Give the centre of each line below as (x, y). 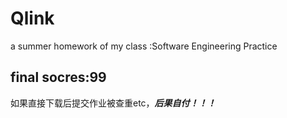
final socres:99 (58, 77)
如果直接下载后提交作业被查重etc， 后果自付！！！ (113, 103)
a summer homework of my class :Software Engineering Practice (144, 46)
